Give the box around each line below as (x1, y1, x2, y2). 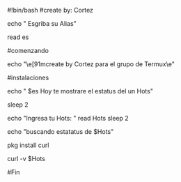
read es (7, 33, 29, 41)
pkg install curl (7, 141, 49, 149)
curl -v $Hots (7, 155, 45, 162)
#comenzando (7, 47, 49, 54)
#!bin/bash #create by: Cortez (7, 6, 94, 14)
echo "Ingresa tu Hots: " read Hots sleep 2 (7, 114, 129, 122)
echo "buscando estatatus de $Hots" (7, 128, 114, 135)
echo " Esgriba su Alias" (7, 20, 77, 27)
